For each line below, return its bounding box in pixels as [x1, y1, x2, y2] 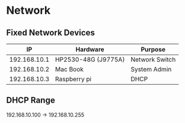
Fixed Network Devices [6, 28, 95, 38]
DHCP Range [6, 95, 55, 106]
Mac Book [55, 65, 84, 73]
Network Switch [130, 55, 176, 64]
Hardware [75, 46, 105, 53]
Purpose [141, 46, 166, 53]
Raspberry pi [55, 75, 92, 83]
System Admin [130, 65, 172, 73]
